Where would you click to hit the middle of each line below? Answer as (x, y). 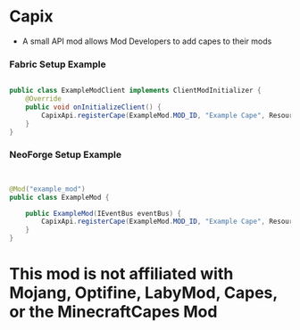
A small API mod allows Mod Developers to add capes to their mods (147, 41)
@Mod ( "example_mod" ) (48, 189)
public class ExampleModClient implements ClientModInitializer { (135, 91)
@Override (44, 99)
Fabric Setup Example (58, 64)
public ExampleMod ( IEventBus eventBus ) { (103, 213)
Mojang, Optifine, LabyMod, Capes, (144, 293)
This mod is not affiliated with (121, 274)
